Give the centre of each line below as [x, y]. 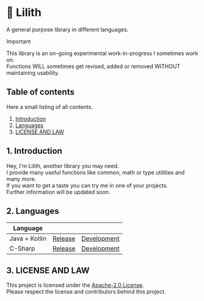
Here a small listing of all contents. [50, 107]
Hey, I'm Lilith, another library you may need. [63, 166]
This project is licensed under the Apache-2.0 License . [75, 285]
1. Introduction [34, 151]
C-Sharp [22, 249]
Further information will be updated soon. [58, 192]
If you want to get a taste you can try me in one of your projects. [87, 185]
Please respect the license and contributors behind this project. [86, 292]
